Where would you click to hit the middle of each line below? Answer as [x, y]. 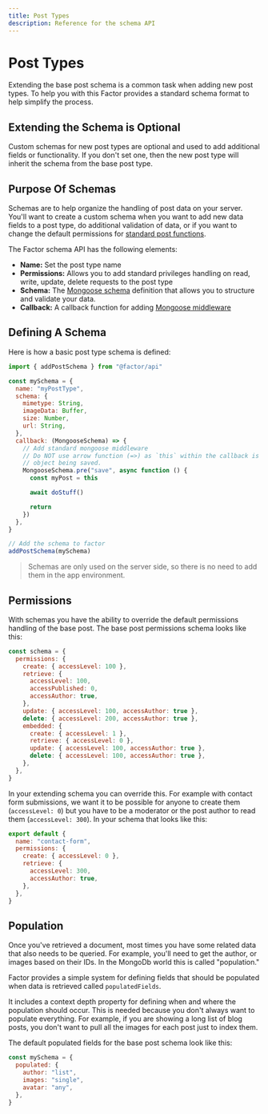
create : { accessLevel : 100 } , [75, 666]
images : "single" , [53, 1080]
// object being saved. [62, 463]
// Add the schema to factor [57, 544]
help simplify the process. [51, 102]
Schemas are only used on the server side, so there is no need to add [142, 567]
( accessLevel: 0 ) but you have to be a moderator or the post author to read [132, 810]
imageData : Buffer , [55, 411]
